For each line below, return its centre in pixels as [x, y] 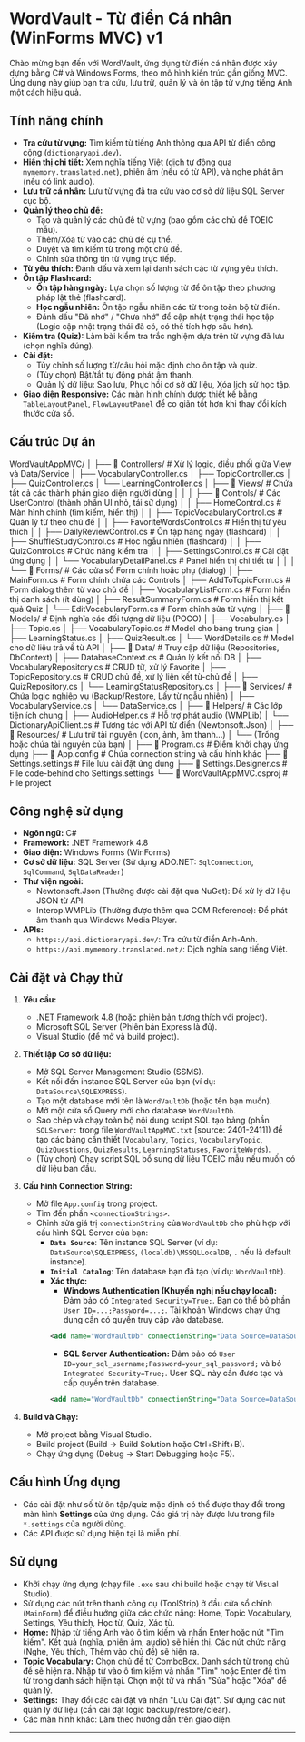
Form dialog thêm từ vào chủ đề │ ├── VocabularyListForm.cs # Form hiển [150, 589]
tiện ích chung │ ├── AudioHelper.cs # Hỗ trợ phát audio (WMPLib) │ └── [149, 715]
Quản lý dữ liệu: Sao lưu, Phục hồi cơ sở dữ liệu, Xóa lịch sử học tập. [163, 384]
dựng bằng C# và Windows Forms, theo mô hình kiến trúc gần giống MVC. [148, 73]
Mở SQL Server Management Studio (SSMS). [120, 1072]
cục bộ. [37, 200]
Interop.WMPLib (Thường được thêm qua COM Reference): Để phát [162, 911]
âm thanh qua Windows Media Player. [107, 920]
